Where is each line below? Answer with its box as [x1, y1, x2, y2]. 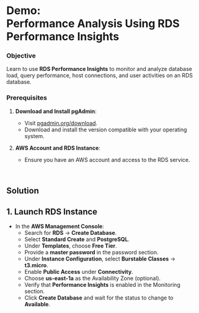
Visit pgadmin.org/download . [24, 119, 98, 127]
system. [24, 132, 45, 139]
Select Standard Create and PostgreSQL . [24, 235, 130, 243]
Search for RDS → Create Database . [24, 229, 117, 236]
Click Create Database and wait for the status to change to [24, 294, 173, 301]
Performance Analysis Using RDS [6, 17, 180, 31]
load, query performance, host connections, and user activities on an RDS [6, 72, 193, 79]
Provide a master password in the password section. [24, 248, 159, 256]
